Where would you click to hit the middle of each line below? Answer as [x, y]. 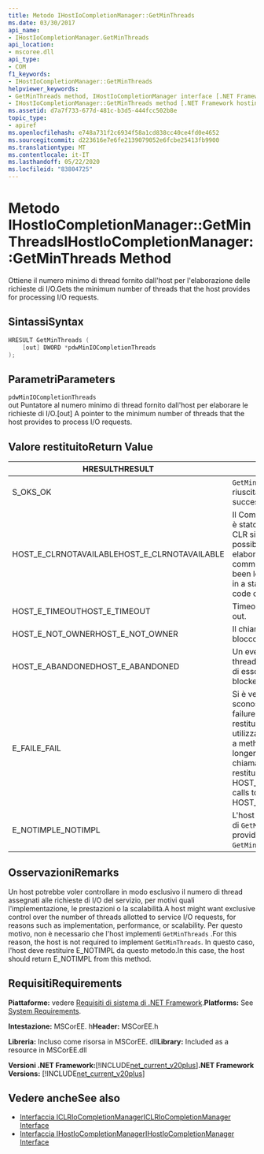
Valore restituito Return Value [81, 447]
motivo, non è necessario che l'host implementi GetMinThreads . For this [123, 933]
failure [244, 714]
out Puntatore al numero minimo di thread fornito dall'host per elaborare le [128, 405]
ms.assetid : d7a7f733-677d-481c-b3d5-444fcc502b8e [93, 111]
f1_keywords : [29, 74]
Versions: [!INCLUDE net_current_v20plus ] [77, 1074]
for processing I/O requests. [54, 297]
